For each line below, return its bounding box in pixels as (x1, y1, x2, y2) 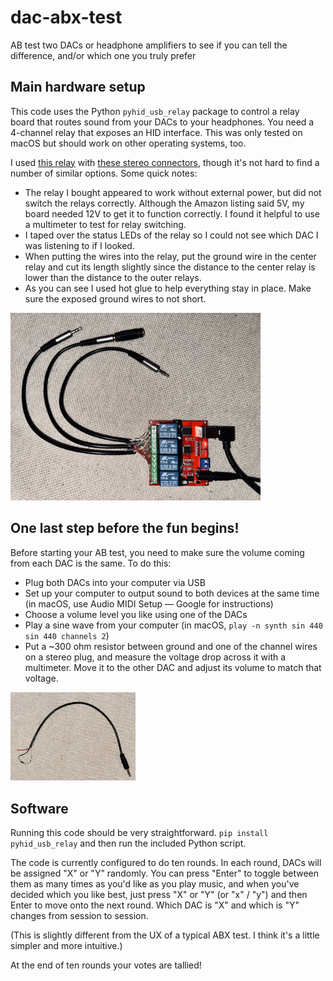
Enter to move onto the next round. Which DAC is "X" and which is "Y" (10, 899, 300, 911)
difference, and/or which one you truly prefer (10, 49, 197, 61)
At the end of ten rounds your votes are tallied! (10, 959, 202, 971)
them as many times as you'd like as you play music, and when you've (10, 878, 300, 890)
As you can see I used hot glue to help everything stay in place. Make (24, 282, 312, 294)
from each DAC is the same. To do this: (10, 557, 172, 569)
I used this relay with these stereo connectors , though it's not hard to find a (10, 156, 320, 168)
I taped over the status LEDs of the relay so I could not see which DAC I (24, 229, 319, 241)
